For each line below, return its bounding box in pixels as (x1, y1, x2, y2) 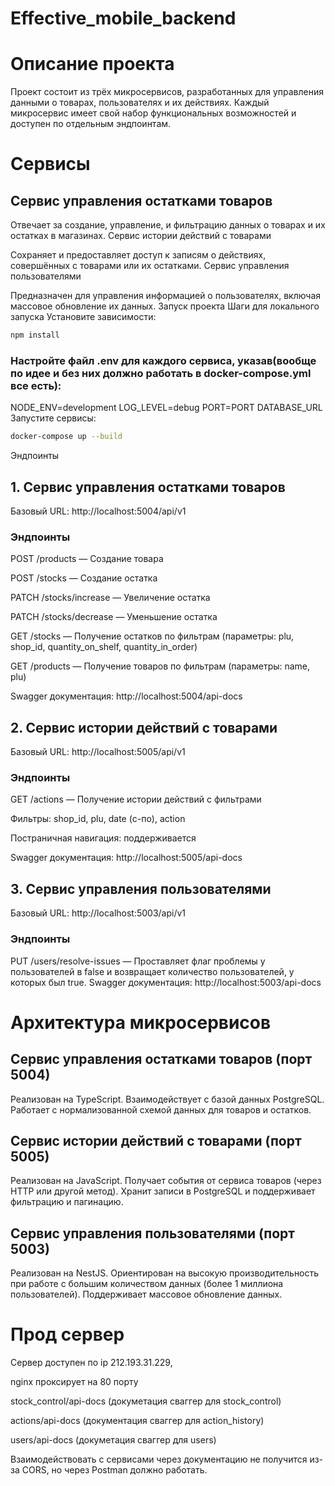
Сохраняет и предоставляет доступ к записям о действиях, (10, 249, 267, 261)
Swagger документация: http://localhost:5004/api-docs (10, 690, 243, 702)
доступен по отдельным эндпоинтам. (10, 118, 172, 130)
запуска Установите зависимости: (10, 311, 157, 323)
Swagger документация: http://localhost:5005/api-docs (10, 852, 243, 864)
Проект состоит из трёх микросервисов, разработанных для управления (10, 86, 324, 98)
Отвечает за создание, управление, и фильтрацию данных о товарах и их (10, 219, 326, 231)
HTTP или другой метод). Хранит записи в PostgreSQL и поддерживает (10, 1185, 316, 1197)
